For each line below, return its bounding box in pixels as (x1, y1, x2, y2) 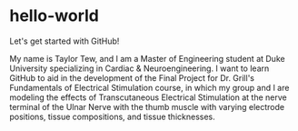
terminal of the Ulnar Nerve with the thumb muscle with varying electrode (9, 101, 284, 112)
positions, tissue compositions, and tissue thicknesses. (9, 111, 215, 122)
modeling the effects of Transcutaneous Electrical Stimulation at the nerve (9, 92, 288, 103)
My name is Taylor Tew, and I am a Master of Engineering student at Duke (9, 53, 285, 64)
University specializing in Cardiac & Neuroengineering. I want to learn (9, 63, 270, 74)
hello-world (9, 5, 100, 26)
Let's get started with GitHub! (9, 35, 120, 46)
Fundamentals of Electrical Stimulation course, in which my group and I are (9, 82, 290, 93)
